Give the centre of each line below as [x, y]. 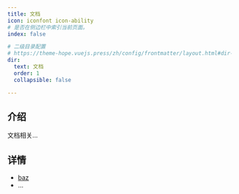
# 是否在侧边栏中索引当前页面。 [48, 27]
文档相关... [23, 136]
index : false [27, 34]
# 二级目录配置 [27, 47]
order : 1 [27, 73]
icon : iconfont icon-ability [51, 21]
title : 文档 [24, 14]
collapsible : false [43, 80]
